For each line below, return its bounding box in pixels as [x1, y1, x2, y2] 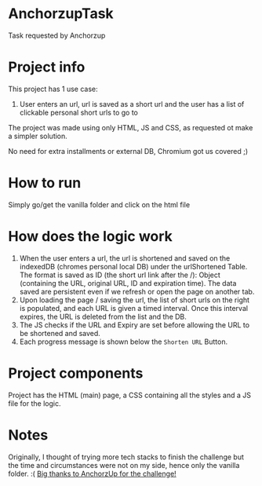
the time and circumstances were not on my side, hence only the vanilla [8, 460, 240, 470]
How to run [8, 174, 82, 192]
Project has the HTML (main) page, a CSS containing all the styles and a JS [8, 390, 251, 400]
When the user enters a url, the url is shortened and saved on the [19, 253, 231, 263]
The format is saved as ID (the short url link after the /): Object [19, 270, 221, 280]
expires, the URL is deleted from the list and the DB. [19, 312, 187, 321]
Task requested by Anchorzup [8, 31, 106, 40]
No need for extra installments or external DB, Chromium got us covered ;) [8, 146, 249, 155]
